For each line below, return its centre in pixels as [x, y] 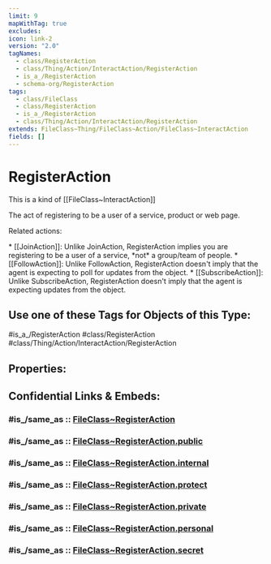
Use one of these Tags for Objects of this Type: [130, 314]
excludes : [25, 31]
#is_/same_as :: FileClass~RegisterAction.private [108, 506]
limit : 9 [23, 16]
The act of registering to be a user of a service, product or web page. [125, 215]
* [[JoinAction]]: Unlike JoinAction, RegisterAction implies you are [118, 246]
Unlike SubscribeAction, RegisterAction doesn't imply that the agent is [125, 281]
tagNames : [25, 54]
